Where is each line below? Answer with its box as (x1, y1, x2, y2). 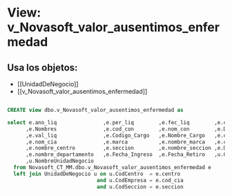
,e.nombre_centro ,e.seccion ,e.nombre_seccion (25, 145, 212, 152)
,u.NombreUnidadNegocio (25, 157, 95, 165)
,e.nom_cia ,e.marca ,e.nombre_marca (25, 138, 206, 146)
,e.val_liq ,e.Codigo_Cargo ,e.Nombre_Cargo (25, 132, 206, 139)
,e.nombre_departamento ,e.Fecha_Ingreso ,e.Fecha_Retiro (25, 151, 206, 158)
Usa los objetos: (7, 61, 78, 73)
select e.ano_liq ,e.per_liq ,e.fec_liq (7, 119, 190, 126)
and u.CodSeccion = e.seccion (96, 183, 184, 190)
